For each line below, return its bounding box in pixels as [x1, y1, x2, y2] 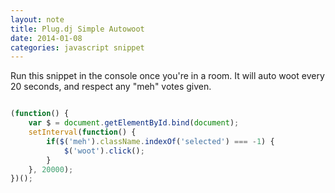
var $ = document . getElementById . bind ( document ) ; [28, 118, 240, 128]
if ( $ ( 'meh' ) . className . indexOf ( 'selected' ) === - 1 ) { [46, 136, 275, 146]
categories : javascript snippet [10, 42, 145, 53]
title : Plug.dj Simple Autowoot [10, 24, 145, 34]
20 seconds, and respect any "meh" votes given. [10, 81, 212, 93]
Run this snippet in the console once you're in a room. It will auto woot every [10, 70, 325, 82]
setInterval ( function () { [28, 127, 137, 137]
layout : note [10, 14, 65, 25]
